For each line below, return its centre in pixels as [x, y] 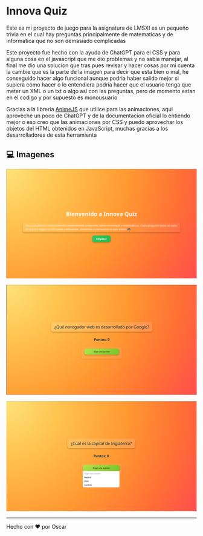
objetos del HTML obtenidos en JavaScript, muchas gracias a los [87, 128]
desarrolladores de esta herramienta [52, 135]
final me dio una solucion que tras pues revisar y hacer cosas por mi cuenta [101, 65]
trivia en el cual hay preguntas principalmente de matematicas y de [90, 34]
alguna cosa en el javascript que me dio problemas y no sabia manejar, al [97, 59]
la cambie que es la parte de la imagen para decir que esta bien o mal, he [98, 71]
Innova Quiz [37, 11]
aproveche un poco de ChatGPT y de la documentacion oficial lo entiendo [98, 116]
